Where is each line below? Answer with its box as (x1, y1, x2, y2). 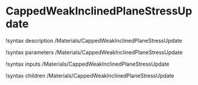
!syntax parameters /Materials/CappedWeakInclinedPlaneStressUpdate (5, 48, 183, 55)
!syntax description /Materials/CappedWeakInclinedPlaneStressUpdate (5, 37, 182, 44)
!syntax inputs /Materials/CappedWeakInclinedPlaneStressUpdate (5, 60, 170, 68)
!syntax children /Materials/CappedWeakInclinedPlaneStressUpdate (5, 72, 174, 79)
